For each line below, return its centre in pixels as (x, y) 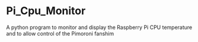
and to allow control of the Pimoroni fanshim (60, 33)
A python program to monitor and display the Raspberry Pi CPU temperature (99, 27)
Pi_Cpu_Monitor (46, 11)
